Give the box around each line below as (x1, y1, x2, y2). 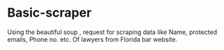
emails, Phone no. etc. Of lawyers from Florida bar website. (7, 35, 178, 43)
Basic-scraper (7, 5, 92, 21)
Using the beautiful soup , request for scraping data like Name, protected (7, 28, 218, 36)
